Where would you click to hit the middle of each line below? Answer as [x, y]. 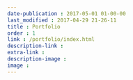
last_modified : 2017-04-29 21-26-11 [62, 20]
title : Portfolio [34, 26]
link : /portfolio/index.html [51, 40]
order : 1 [22, 33]
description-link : [36, 46]
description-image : [37, 59]
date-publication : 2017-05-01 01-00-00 [67, 14]
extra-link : [26, 53]
